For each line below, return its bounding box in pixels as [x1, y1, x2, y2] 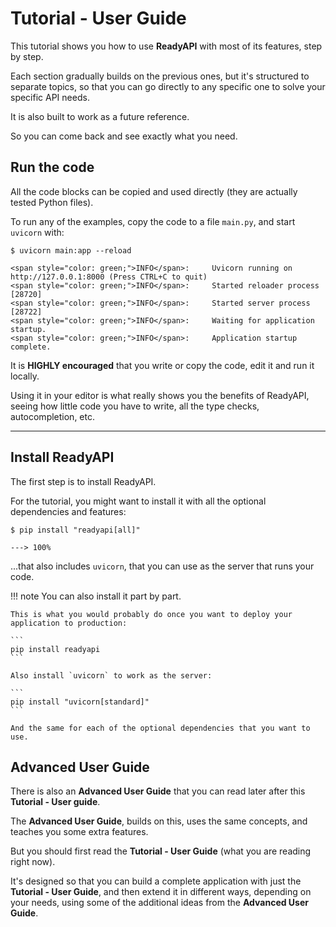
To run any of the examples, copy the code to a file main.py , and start [10, 215, 296, 227]
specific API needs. [10, 91, 90, 103]
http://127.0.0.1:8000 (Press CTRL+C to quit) [10, 272, 208, 282]
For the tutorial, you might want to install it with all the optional [10, 495, 267, 507]
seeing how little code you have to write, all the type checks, [10, 400, 260, 412]
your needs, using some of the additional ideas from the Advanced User [10, 897, 309, 909]
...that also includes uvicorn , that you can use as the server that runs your [10, 560, 315, 572]
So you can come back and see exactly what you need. [10, 130, 238, 142]
